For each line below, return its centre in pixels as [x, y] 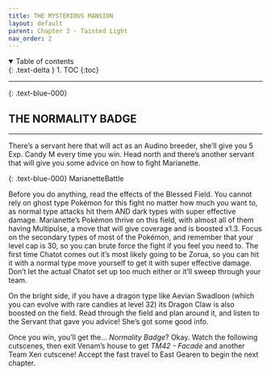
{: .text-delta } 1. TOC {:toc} [54, 70]
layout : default [35, 23]
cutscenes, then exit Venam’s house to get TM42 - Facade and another [127, 346]
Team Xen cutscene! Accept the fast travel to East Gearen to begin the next [133, 355]
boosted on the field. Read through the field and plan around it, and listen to [134, 313]
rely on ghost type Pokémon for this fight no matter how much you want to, [133, 203]
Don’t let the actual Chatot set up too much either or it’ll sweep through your [135, 272]
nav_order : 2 [30, 38]
